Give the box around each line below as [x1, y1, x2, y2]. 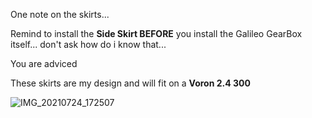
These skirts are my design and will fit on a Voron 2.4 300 [10, 77, 251, 89]
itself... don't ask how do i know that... [10, 39, 167, 50]
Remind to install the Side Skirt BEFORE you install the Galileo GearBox [10, 28, 303, 39]
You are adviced [10, 58, 78, 69]
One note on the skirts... [10, 9, 110, 20]
